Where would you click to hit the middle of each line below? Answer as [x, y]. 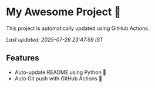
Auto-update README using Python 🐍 [60, 72]
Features [23, 58]
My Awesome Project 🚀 [64, 12]
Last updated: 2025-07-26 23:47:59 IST [55, 39]
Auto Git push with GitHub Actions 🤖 [58, 78]
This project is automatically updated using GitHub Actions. [78, 28]
